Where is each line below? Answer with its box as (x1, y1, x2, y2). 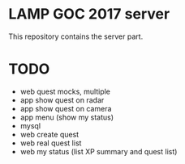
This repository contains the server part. (8, 32, 144, 41)
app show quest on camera (19, 103, 112, 113)
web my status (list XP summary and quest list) (19, 146, 178, 156)
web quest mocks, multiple (19, 86, 111, 96)
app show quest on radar (19, 95, 105, 105)
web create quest (19, 129, 80, 139)
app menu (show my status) (19, 112, 114, 122)
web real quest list (19, 138, 82, 148)
